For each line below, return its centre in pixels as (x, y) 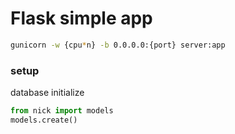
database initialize (47, 93)
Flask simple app (81, 18)
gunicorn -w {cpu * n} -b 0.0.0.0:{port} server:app (118, 45)
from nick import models (62, 111)
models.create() (44, 120)
